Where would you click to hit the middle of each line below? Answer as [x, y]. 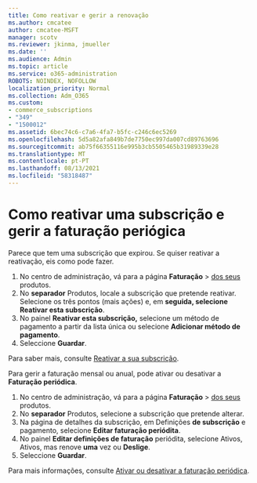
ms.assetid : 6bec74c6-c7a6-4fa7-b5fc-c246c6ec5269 [92, 132]
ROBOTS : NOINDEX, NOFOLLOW [52, 81]
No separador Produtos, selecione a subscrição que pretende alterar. [132, 413]
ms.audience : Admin [40, 60]
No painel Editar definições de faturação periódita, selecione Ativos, [131, 438]
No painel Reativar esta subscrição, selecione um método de [119, 318]
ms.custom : [26, 103]
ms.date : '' [27, 52]
